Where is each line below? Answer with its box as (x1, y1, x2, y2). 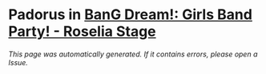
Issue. (8, 57, 28, 67)
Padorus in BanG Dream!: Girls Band (8, 6, 252, 24)
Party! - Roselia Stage (8, 22, 156, 41)
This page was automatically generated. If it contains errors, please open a (8, 49, 258, 59)
